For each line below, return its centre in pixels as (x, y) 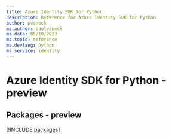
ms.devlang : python (30, 46)
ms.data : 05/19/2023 (32, 34)
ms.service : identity (33, 51)
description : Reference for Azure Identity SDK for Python (81, 17)
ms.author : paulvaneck (34, 28)
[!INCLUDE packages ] (33, 129)
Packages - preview (44, 115)
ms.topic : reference (32, 40)
